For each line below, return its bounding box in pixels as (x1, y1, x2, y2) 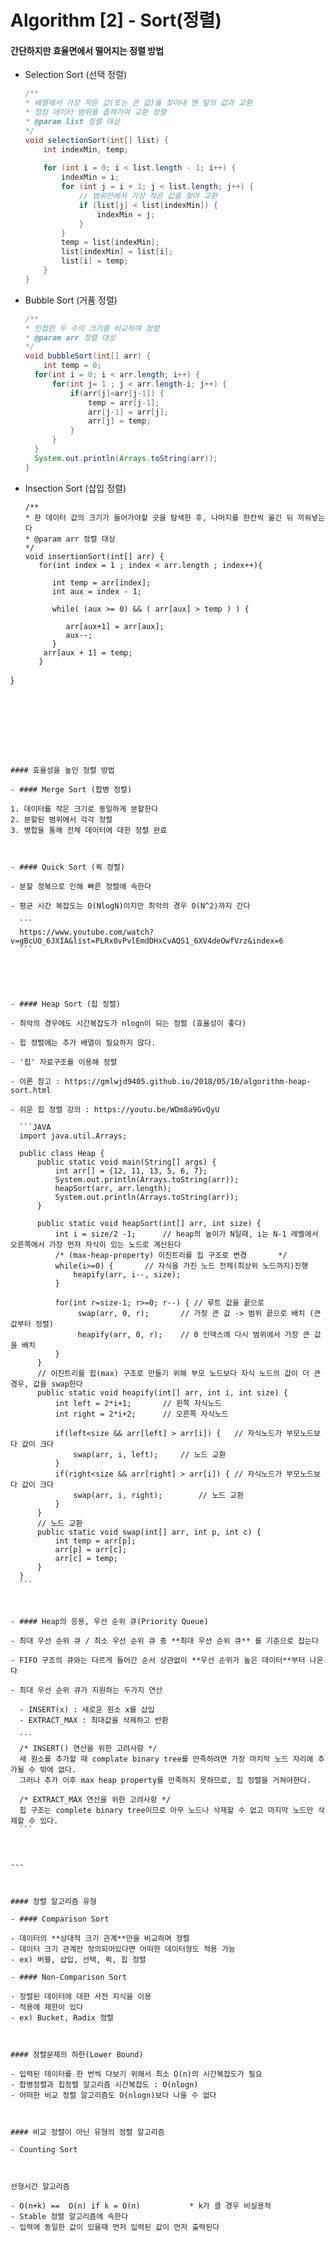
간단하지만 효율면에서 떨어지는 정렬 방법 (10, 44, 165, 56)
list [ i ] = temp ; (61, 256, 129, 266)
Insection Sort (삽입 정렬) (24, 482, 127, 494)
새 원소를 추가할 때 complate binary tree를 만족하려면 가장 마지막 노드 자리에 (19, 1754, 314, 1764)
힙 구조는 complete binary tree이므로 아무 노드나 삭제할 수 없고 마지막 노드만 (19, 1805, 314, 1815)
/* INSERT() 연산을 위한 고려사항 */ (19, 1743, 158, 1753)
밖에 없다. (39, 1764, 77, 1775)
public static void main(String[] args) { (36, 1157, 217, 1167)
